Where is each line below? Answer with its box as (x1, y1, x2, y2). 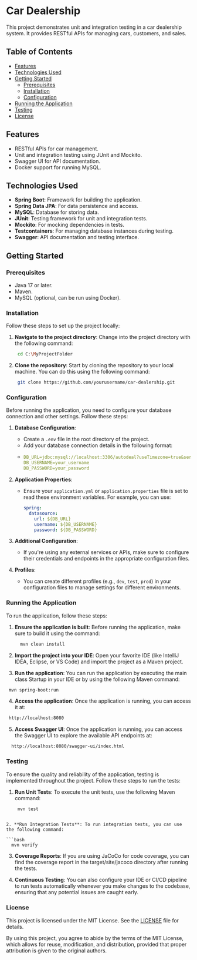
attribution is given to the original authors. (6, 947, 107, 954)
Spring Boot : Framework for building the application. (14, 196, 142, 203)
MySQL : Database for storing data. (14, 209, 100, 216)
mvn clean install (20, 641, 65, 647)
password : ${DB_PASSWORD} (34, 527, 98, 533)
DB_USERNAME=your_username (23, 460, 90, 466)
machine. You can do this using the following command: (14, 368, 150, 375)
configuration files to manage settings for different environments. (23, 584, 181, 591)
